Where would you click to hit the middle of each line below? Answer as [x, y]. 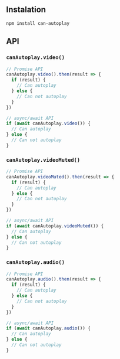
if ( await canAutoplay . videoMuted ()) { [55, 226]
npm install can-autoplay [38, 23]
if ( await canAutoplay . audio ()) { [49, 328]
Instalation [26, 10]
